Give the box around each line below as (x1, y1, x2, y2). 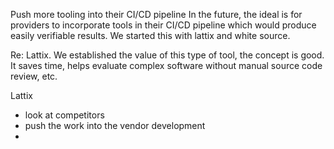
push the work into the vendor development (24, 120, 206, 131)
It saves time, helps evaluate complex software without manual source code (10, 60, 323, 71)
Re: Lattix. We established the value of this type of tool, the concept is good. (10, 49, 325, 61)
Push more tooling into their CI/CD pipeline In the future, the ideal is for (10, 9, 303, 20)
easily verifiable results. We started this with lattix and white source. (10, 30, 291, 41)
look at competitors (24, 109, 105, 121)
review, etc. (10, 70, 58, 82)
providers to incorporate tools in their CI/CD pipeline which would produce (10, 19, 317, 31)
